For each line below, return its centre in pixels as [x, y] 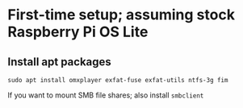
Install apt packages [60, 62]
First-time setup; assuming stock [121, 15]
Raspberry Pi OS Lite [78, 32]
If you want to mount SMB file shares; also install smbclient [106, 95]
